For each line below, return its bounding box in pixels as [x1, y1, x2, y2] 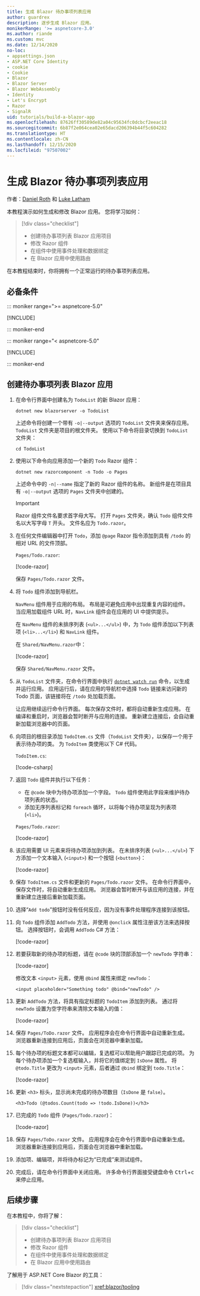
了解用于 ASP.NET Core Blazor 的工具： [7, 1271, 104, 1278]
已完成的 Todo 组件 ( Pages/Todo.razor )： [15, 1112, 114, 1119]
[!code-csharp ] [15, 764, 53, 771]
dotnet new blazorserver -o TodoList [15, 408, 110, 414]
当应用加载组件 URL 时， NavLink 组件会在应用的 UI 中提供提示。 [15, 608, 172, 616]
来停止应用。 [15, 1176, 47, 1183]
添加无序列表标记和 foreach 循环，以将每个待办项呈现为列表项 [24, 804, 177, 811]
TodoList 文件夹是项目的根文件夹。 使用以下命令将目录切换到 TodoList [15, 427, 188, 434]
